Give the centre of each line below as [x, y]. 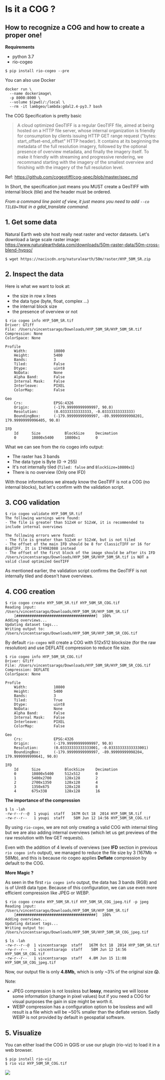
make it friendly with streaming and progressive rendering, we [80, 157]
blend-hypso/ [19, 250]
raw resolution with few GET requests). [45, 838]
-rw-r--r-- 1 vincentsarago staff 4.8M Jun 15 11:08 [66, 958]
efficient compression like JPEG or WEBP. [48, 893]
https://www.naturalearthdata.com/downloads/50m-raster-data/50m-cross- [82, 245]
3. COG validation [33, 503]
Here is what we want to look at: [38, 286]
